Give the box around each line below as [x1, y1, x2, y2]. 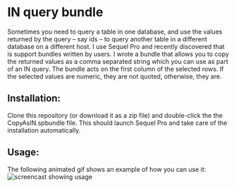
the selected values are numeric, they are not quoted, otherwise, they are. [7, 72, 222, 81]
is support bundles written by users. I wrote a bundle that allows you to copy [7, 50, 230, 58]
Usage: [7, 147, 40, 159]
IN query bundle [7, 4, 104, 20]
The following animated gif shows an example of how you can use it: [7, 165, 206, 173]
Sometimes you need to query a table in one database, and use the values [7, 27, 223, 36]
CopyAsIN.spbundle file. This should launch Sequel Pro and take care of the [7, 119, 228, 127]
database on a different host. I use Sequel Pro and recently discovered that [7, 42, 225, 51]
